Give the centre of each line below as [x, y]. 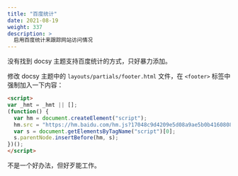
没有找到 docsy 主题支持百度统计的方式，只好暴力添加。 [90, 61]
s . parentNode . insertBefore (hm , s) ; [66, 138]
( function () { [28, 111]
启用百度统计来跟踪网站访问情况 [53, 40]
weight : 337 [25, 27]
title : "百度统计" [33, 14]
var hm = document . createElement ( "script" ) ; [80, 118]
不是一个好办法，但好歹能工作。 [54, 165]
